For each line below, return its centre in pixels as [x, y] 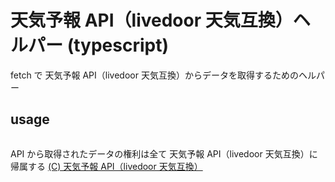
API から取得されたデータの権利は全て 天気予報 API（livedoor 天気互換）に [164, 153]
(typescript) [117, 45]
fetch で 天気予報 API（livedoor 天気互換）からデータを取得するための [154, 75]
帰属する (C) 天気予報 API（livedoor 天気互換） [106, 166]
